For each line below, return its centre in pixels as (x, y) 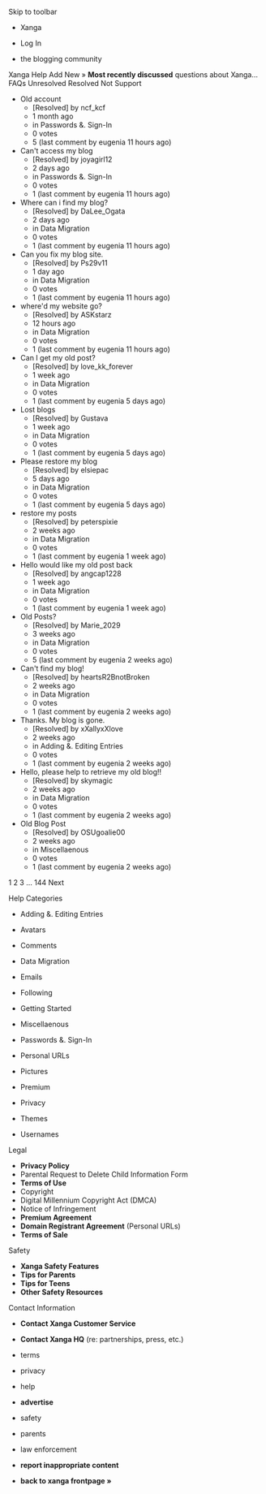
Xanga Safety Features (60, 1266)
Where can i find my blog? (64, 203)
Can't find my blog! (52, 668)
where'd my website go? (61, 306)
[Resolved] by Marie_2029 (76, 625)
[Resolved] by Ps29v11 (70, 263)
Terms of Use (43, 1183)
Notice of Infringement (58, 1209)
